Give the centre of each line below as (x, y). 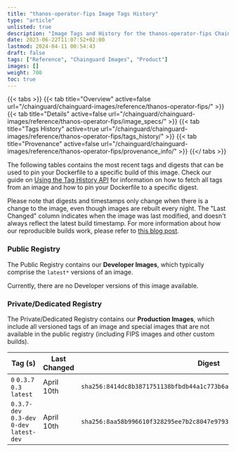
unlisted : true (29, 27)
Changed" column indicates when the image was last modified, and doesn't (117, 216)
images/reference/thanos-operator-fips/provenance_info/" (92, 151)
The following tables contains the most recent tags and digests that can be (116, 165)
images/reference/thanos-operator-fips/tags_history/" (85, 136)
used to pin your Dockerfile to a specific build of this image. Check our (110, 172)
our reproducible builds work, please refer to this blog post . (93, 231)
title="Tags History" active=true (53, 129)
